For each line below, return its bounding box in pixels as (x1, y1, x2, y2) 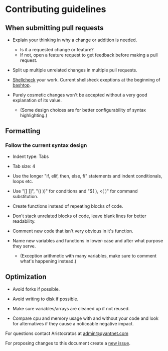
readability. (12, 218, 36, 224)
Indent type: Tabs (12, 153, 49, 159)
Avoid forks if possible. (12, 286, 60, 292)
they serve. (12, 243, 36, 249)
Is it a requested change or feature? (20, 47, 94, 52)
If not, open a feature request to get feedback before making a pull (20, 52, 158, 58)
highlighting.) (20, 112, 48, 118)
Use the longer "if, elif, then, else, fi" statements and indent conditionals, (12, 172, 162, 179)
